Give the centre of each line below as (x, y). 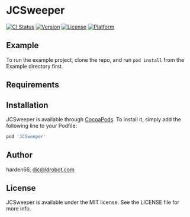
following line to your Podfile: (42, 125)
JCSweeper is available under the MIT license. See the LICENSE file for (93, 202)
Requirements (33, 85)
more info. (19, 209)
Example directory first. (35, 66)
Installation (27, 105)
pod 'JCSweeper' (26, 136)
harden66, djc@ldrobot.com (41, 169)
